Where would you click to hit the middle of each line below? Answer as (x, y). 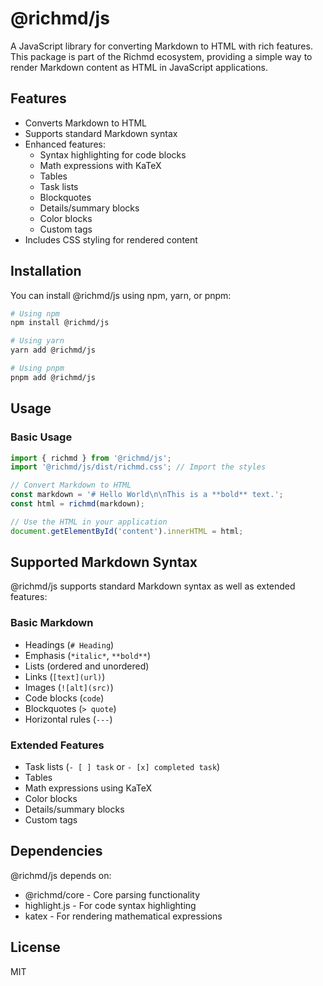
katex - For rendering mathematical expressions (123, 916)
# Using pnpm (37, 368)
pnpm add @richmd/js (53, 377)
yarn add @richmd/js (53, 350)
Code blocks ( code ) (64, 698)
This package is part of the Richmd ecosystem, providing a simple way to (161, 56)
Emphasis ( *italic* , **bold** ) (88, 655)
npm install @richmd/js (60, 323)
